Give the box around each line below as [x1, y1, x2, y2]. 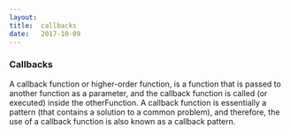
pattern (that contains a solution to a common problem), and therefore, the [9, 107, 280, 117]
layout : [9, 12, 38, 22]
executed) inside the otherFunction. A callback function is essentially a [9, 97, 267, 108]
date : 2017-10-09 [9, 29, 81, 38]
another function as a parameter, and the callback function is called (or [9, 87, 268, 98]
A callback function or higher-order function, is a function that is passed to [9, 79, 281, 89]
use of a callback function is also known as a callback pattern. [9, 116, 236, 126]
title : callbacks [9, 21, 77, 30]
